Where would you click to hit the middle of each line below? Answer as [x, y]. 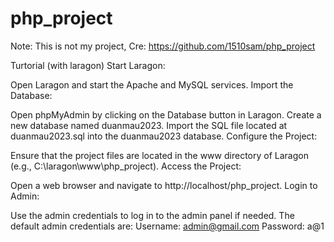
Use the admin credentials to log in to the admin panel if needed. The [152, 215]
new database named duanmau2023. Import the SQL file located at [149, 125]
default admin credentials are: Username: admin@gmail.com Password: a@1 [167, 226]
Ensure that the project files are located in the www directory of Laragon [159, 155]
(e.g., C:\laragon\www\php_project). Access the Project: [126, 166]
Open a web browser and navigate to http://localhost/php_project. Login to [164, 185]
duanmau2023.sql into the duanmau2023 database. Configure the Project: [164, 136]
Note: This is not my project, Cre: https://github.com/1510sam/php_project [163, 46]
